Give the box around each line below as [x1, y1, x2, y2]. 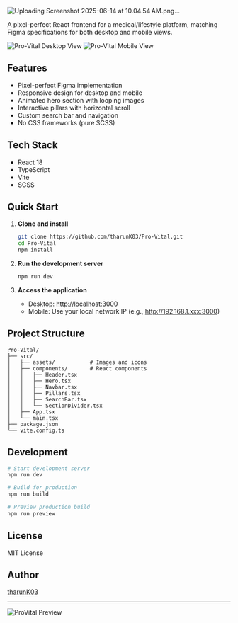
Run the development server [17, 259, 104, 268]
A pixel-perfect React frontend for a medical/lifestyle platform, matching [7, 21, 218, 28]
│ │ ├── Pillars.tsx [7, 389, 81, 396]
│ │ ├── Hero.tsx [7, 377, 72, 384]
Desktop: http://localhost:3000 [28, 299, 118, 308]
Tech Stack [7, 139, 58, 152]
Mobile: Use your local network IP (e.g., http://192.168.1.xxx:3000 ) [28, 307, 220, 315]
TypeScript [17, 165, 50, 173]
